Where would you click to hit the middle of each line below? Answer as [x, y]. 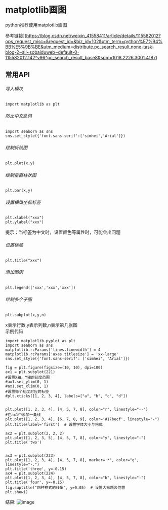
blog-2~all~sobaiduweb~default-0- [42, 52]
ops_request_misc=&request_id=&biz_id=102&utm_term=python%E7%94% [84, 41]
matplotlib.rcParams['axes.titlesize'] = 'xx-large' [62, 354]
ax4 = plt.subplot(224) [30, 473]
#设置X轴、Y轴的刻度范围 [28, 377]
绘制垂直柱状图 [21, 175]
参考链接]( [16, 35]
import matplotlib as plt [32, 104]
